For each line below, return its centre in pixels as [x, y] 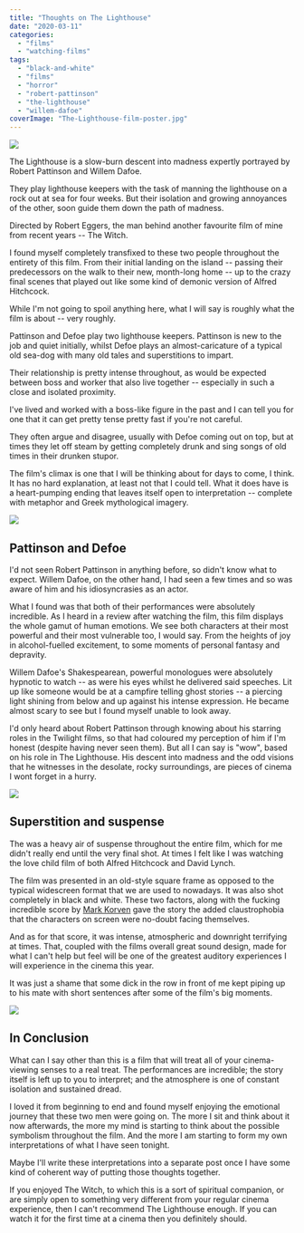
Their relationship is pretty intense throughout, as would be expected [138, 373]
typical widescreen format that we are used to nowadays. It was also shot [147, 890]
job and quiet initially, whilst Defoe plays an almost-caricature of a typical [146, 346]
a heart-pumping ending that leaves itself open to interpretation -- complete [151, 493]
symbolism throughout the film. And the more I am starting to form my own [148, 1135]
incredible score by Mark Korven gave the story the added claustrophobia [147, 909]
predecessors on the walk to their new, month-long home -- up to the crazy [150, 272]
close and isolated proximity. [62, 392]
